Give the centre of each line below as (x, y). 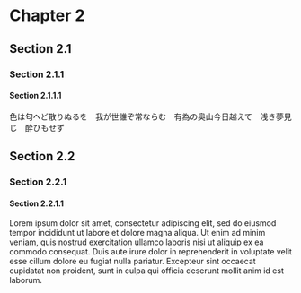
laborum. (26, 280)
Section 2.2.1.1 (37, 203)
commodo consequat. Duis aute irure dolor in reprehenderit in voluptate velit (150, 252)
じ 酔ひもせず (37, 127)
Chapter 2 (47, 16)
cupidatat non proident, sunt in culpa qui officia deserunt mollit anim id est (147, 271)
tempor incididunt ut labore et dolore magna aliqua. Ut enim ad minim (137, 233)
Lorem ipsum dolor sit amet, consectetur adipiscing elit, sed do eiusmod (143, 223)
